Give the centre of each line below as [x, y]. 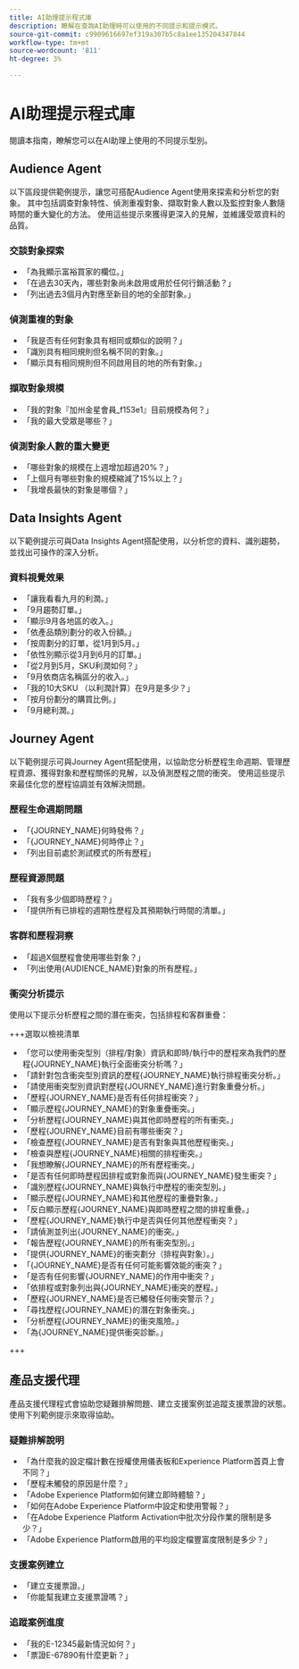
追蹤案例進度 [37, 1623]
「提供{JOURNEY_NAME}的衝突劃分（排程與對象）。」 [120, 1254]
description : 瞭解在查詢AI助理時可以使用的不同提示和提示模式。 [116, 26]
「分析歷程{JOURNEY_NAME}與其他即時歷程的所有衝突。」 [130, 1120]
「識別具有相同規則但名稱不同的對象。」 [95, 352]
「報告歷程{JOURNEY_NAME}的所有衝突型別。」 [110, 1243]
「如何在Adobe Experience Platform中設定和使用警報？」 [128, 1506]
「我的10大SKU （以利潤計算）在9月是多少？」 [108, 688]
